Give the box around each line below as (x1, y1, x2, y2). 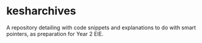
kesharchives (6, 4, 76, 18)
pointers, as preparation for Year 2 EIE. (6, 30, 104, 37)
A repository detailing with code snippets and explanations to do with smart (6, 24, 197, 31)
